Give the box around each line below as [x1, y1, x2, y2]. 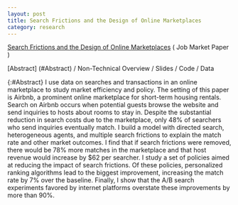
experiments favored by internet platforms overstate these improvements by [7, 184, 230, 192]
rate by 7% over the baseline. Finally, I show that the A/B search [7, 176, 195, 184]
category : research [7, 23, 65, 31]
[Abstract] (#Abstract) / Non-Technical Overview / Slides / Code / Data [7, 65, 215, 73]
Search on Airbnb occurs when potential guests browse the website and [7, 101, 219, 109]
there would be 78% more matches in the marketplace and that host [7, 146, 207, 155]
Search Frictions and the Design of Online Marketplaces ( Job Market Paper [7, 43, 229, 52]
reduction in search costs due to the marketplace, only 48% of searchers [7, 116, 222, 124]
